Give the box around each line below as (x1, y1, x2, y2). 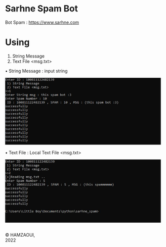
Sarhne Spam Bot (5, 3, 78, 14)
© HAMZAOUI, (5, 232, 36, 238)
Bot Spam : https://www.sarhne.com (5, 19, 79, 25)
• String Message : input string (5, 68, 68, 74)
